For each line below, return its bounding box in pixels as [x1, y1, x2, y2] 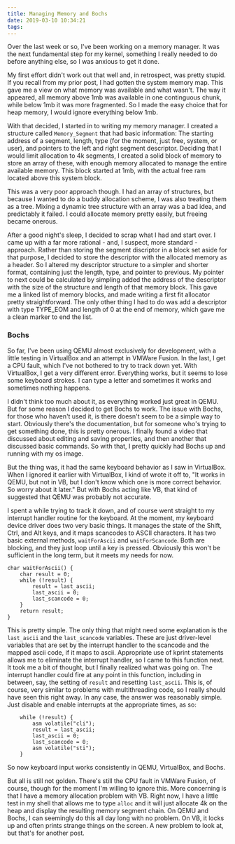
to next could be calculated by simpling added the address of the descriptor [7, 275, 226, 284]
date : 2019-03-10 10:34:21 [7, 17, 86, 24]
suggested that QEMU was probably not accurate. [7, 492, 152, 501]
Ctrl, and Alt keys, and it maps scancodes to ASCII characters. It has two [7, 529, 217, 537]
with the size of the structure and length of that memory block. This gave [7, 283, 218, 292]
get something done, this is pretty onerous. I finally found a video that [7, 427, 208, 435]
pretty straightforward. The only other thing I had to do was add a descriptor [7, 298, 227, 306]
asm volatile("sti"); [32, 744, 96, 751]
